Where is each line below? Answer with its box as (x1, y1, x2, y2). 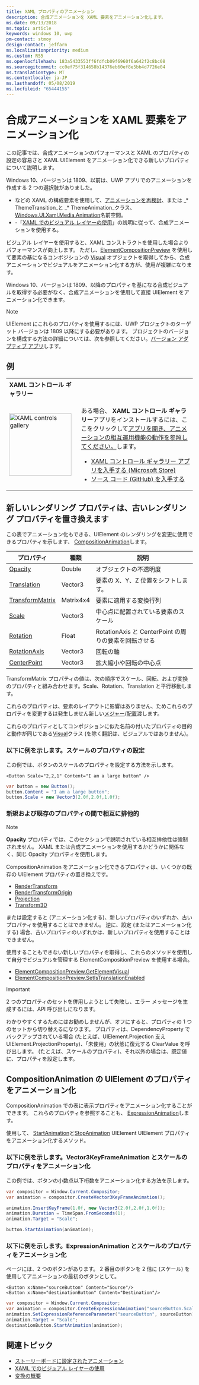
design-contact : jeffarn (6, 42, 68, 48)
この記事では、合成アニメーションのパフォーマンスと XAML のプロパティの (6, 149, 190, 156)
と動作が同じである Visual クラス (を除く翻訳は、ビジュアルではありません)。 (6, 730, 191, 737)
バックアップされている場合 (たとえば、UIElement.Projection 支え (6, 1033, 166, 1040)
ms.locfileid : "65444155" (6, 86, 70, 92)
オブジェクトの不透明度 (95, 565, 162, 574)
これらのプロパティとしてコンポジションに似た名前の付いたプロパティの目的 (6, 723, 192, 730)
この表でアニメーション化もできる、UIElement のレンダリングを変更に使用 (6, 531, 188, 538)
